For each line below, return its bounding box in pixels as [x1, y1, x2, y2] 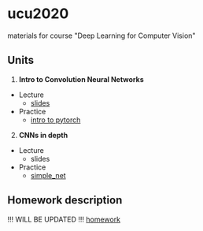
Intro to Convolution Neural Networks [18, 74, 144, 84]
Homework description [7, 194, 123, 207]
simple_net [30, 170, 66, 180]
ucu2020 [7, 5, 69, 23]
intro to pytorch [30, 115, 81, 125]
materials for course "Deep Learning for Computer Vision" [7, 31, 196, 40]
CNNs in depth [18, 130, 68, 140]
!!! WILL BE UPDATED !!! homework [7, 214, 121, 224]
